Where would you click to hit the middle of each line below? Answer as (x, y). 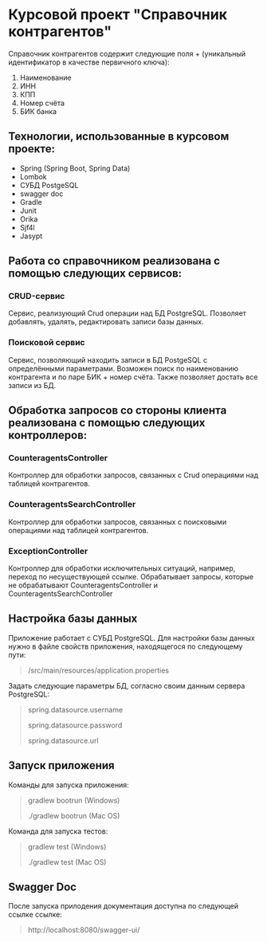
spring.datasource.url (63, 740)
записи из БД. (32, 385)
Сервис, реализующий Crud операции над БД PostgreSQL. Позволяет (128, 313)
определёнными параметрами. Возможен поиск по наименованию (124, 368)
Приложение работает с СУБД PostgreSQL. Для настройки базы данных (132, 638)
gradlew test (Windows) (67, 846)
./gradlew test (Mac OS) (67, 862)
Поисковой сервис (47, 343)
